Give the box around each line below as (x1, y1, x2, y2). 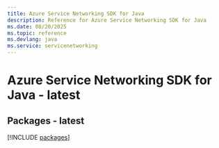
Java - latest (7, 88, 81, 103)
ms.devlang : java (7, 36, 58, 43)
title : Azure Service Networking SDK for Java (7, 10, 145, 17)
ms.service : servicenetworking (7, 42, 98, 49)
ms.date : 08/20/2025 (7, 23, 67, 30)
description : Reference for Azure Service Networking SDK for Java (7, 17, 207, 24)
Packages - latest (7, 115, 85, 126)
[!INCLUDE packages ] (7, 133, 70, 141)
